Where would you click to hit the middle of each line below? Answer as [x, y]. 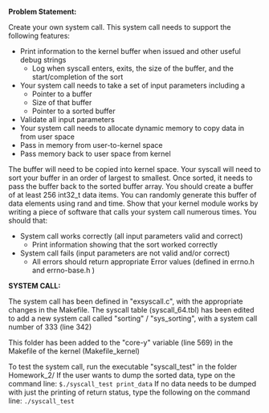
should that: [28, 221]
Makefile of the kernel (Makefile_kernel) [74, 351]
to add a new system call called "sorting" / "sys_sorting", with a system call [133, 318]
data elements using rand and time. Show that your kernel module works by [133, 203]
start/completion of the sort [77, 77]
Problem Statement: [43, 12]
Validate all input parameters [67, 119]
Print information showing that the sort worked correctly [125, 245]
